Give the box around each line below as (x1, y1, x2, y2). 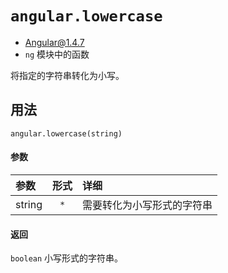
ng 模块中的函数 (24, 48, 90, 60)
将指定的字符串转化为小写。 (10, 69, 125, 81)
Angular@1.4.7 (24, 36, 85, 48)
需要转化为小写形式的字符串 (82, 198, 213, 212)
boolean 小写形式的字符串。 (10, 252, 124, 264)
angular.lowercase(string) (10, 128, 123, 139)
